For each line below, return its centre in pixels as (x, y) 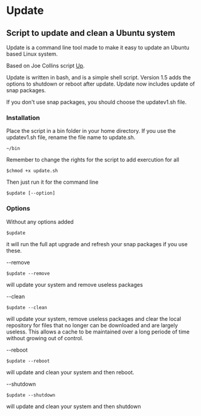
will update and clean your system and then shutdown (74, 406)
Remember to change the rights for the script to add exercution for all (93, 160)
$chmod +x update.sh (32, 171)
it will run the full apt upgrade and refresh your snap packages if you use (97, 244)
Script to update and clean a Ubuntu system (91, 33)
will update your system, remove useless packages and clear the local (94, 318)
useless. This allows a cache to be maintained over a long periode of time (98, 332)
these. (14, 250)
